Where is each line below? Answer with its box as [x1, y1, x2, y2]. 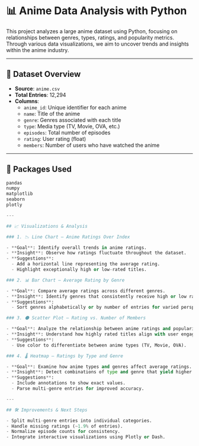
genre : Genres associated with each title [23, 116, 121, 124]
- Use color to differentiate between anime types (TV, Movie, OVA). [11, 342, 187, 348]
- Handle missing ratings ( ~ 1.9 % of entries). [6, 423, 123, 429]
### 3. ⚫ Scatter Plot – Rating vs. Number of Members [6, 315, 146, 321]
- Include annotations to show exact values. [11, 380, 126, 386]
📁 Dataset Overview [6, 69, 81, 79]
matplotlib [6, 191, 33, 197]
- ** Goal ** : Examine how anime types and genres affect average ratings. [6, 364, 192, 370]
